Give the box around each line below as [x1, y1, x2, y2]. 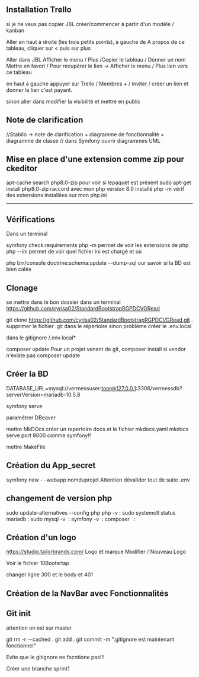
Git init [6, 608, 31, 618]
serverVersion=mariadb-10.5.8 [6, 391, 81, 398]
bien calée [6, 266, 32, 273]
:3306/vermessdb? [136, 384, 182, 392]
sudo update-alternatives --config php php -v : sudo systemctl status [6, 509, 176, 516]
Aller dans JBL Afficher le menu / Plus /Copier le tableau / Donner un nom [6, 56, 186, 63]
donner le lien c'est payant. [6, 86, 73, 94]
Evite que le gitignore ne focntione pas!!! [6, 653, 105, 660]
